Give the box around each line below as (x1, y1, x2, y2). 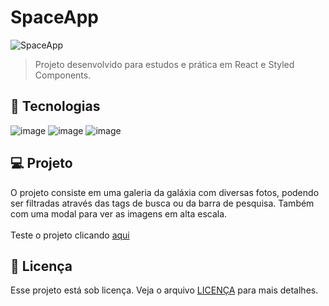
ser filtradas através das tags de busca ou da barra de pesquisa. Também (10, 197, 315, 209)
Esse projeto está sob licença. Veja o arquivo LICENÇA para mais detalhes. (10, 284, 319, 296)
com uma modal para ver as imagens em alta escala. (10, 207, 228, 220)
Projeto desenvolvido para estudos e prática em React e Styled (34, 58, 295, 70)
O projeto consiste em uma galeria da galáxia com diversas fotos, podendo (10, 186, 320, 198)
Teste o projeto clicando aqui (10, 229, 130, 241)
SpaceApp (10, 6, 99, 29)
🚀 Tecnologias (10, 98, 101, 115)
